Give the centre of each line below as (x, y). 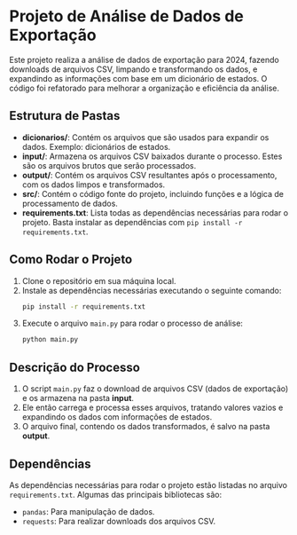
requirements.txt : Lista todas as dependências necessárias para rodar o (155, 212)
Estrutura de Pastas (65, 116)
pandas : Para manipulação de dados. (88, 511)
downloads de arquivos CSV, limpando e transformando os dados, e (133, 69)
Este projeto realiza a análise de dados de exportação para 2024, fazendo (144, 59)
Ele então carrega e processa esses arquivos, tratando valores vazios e (152, 408)
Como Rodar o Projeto (71, 260)
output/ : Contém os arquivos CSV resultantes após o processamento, (149, 175)
